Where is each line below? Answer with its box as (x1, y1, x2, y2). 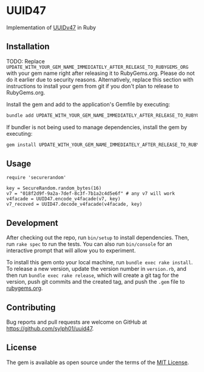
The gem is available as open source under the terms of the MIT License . (6, 359, 189, 366)
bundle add (6, 112, 34, 119)
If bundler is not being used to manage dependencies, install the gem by (6, 123, 188, 131)
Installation (6, 41, 50, 52)
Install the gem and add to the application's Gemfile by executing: (6, 100, 171, 108)
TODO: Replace (6, 57, 46, 65)
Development (6, 217, 59, 228)
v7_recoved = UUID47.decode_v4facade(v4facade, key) (6, 202, 143, 208)
